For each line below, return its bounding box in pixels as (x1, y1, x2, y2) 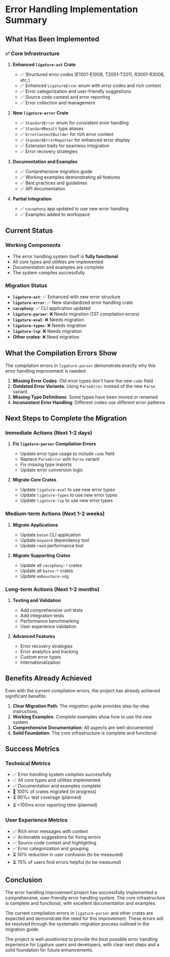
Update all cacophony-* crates (20, 562, 82, 568)
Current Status (5, 227, 53, 235)
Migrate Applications (12, 522, 58, 528)
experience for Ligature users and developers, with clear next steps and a (5, 941, 160, 947)
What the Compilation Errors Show (5, 349, 117, 357)
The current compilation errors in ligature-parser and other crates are (5, 910, 153, 916)
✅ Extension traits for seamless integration (20, 143, 110, 149)
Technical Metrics (5, 760, 51, 767)
